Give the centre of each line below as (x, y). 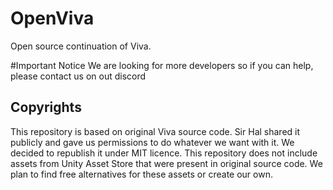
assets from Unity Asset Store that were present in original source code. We (166, 163)
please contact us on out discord (78, 76)
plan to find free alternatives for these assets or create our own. (141, 174)
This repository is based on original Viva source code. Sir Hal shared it (155, 131)
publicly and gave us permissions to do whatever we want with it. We (152, 142)
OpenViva (52, 18)
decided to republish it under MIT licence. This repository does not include (164, 153)
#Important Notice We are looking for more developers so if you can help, (162, 65)
